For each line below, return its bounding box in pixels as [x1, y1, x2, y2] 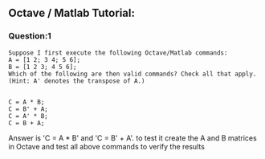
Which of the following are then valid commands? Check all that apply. [8, 70, 257, 78]
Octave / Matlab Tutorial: [8, 6, 135, 20]
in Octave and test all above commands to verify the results [8, 141, 205, 151]
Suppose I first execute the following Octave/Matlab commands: [8, 48, 228, 57]
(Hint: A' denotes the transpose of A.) [8, 76, 146, 85]
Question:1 [8, 31, 51, 42]
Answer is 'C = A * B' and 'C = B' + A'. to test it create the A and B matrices [8, 132, 257, 143]
